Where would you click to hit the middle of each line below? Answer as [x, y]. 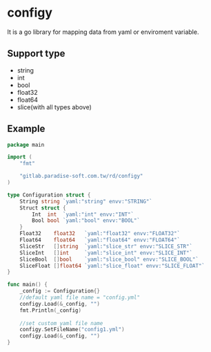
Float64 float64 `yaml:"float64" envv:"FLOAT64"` [100, 240]
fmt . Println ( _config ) [50, 310]
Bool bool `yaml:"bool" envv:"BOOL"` [86, 221]
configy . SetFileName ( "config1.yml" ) [72, 330]
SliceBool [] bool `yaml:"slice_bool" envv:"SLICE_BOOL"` [109, 259]
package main [26, 145]
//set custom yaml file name [61, 323]
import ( [20, 157]
